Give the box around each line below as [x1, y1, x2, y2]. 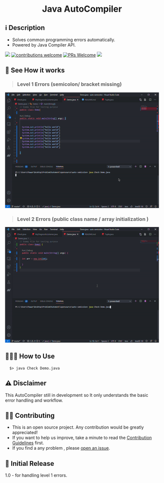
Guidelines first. [12, 440, 44, 446]
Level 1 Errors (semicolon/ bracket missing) [17, 81, 122, 88]
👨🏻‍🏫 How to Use [5, 352, 55, 361]
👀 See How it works [5, 66, 65, 74]
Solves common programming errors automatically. [12, 37, 116, 43]
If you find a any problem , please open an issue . [12, 445, 110, 451]
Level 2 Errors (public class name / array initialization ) [17, 215, 149, 222]
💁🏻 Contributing [5, 412, 55, 419]
